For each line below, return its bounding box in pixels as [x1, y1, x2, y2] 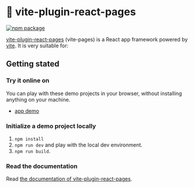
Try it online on [6, 76, 50, 85]
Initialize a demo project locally [6, 122, 96, 130]
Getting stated [6, 59, 60, 69]
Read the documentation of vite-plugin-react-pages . [6, 175, 133, 183]
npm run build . [14, 147, 51, 154]
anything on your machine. [6, 96, 71, 103]
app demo [14, 107, 40, 114]
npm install [14, 136, 44, 142]
